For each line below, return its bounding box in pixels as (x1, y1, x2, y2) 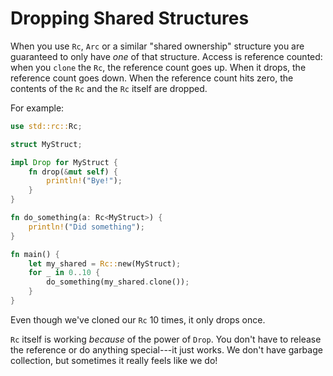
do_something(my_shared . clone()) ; (46, 277, 190, 287)
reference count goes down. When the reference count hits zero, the (10, 72, 294, 84)
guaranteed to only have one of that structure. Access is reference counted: (10, 50, 323, 62)
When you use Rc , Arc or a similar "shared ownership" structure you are (10, 40, 305, 52)
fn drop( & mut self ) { (28, 167, 118, 177)
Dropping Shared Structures (10, 7, 250, 30)
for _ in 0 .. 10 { (28, 268, 101, 278)
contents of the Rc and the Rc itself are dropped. (10, 82, 208, 94)
